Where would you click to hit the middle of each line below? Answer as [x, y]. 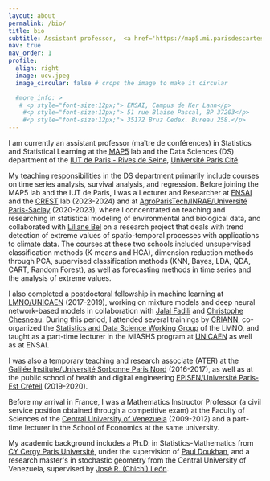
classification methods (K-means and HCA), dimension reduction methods [131, 253]
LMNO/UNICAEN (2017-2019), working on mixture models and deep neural [132, 302]
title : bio [27, 31]
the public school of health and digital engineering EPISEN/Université [123, 378]
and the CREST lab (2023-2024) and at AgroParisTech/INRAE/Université [128, 201]
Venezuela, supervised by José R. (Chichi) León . [89, 469]
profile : [23, 61]
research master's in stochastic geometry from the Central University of [127, 460]
